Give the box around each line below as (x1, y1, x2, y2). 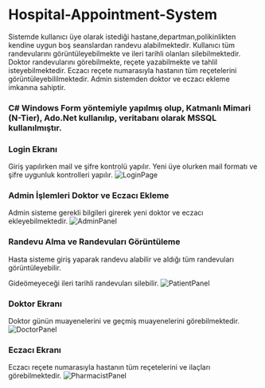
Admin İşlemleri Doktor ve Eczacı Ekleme (8, 190, 170, 201)
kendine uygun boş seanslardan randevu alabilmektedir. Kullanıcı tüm (8, 40, 235, 49)
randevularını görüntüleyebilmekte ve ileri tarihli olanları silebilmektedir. (8, 48, 241, 58)
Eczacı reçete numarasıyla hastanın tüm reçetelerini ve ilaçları (8, 363, 211, 372)
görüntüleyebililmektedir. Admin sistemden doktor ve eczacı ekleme (8, 74, 231, 83)
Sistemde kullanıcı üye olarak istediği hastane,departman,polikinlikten (8, 32, 236, 41)
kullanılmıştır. (8, 122, 62, 133)
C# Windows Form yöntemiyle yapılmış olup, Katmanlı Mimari (8, 102, 251, 113)
